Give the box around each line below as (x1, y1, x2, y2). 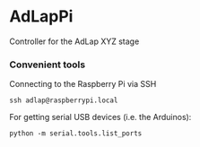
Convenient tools (9, 58, 86, 71)
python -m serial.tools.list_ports (9, 129, 143, 138)
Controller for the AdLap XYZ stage (9, 36, 140, 47)
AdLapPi (9, 6, 74, 27)
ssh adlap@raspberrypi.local (9, 96, 118, 105)
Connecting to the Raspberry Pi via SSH (9, 79, 157, 90)
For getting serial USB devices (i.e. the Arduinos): (9, 112, 192, 123)
